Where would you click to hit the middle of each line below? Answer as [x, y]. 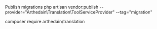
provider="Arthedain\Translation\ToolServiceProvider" [60, 12]
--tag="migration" [134, 12]
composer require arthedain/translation [45, 22]
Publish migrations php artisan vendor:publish [52, 7]
